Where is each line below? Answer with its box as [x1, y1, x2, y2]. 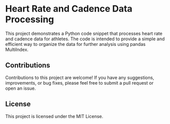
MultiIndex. [5, 46, 29, 52]
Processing [5, 14, 54, 25]
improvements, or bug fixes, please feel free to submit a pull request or [5, 80, 154, 86]
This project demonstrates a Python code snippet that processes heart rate [5, 30, 162, 36]
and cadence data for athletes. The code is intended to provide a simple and [5, 36, 165, 42]
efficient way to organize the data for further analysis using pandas [5, 41, 146, 47]
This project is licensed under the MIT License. [5, 113, 104, 119]
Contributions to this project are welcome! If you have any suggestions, [5, 74, 154, 81]
